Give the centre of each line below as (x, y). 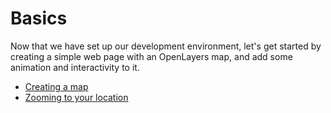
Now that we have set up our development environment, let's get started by (166, 46)
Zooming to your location (76, 97)
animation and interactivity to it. (75, 67)
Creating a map (56, 86)
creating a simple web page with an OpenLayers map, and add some (151, 56)
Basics (39, 18)
